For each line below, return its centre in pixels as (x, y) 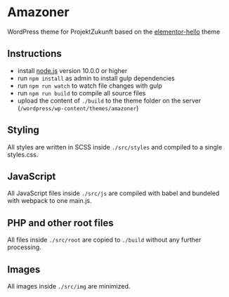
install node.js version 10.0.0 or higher (72, 70)
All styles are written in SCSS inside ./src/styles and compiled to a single (115, 147)
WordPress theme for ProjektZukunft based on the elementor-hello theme (114, 32)
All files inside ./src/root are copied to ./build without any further (104, 240)
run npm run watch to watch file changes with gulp (90, 86)
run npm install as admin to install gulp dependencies (96, 78)
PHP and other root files (60, 223)
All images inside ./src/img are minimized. (69, 286)
